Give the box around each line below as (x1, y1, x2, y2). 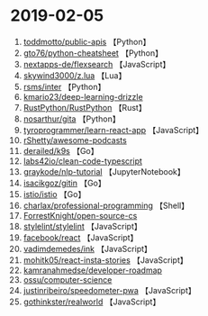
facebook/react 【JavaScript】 (23, 231, 139, 243)
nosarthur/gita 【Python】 (23, 113, 121, 124)
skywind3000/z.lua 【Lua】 (23, 69, 127, 81)
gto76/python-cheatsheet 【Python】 (23, 47, 163, 59)
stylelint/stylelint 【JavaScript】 (23, 221, 142, 231)
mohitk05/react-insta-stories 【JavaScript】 (23, 254, 188, 266)
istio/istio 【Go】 (23, 188, 86, 199)
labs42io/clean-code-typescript (23, 155, 143, 167)
